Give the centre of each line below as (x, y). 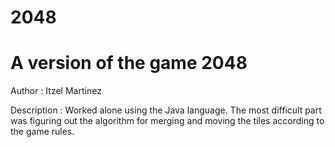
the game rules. (42, 132)
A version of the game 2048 (129, 63)
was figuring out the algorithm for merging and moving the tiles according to (167, 121)
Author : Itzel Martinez (56, 91)
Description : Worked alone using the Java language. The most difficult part (166, 110)
